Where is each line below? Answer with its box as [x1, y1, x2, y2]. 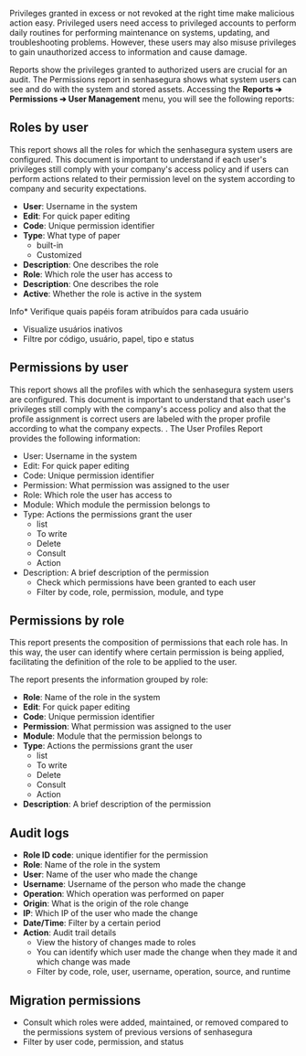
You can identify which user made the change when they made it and [36, 946, 298, 958]
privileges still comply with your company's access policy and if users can [9, 164, 290, 175]
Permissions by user [9, 360, 129, 376]
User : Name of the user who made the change [22, 869, 198, 880]
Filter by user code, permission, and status [22, 1037, 185, 1048]
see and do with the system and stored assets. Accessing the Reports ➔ [9, 84, 282, 94]
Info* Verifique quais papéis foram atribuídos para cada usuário [9, 305, 249, 316]
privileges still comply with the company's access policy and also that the [9, 403, 287, 414]
